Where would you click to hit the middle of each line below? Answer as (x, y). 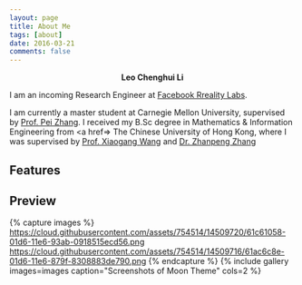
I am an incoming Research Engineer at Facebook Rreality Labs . (128, 95)
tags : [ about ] (36, 34)
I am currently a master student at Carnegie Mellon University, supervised (147, 113)
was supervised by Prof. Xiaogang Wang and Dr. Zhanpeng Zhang (133, 142)
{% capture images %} (52, 222)
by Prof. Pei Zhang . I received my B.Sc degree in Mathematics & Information (151, 123)
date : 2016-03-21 (42, 43)
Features (35, 170)
